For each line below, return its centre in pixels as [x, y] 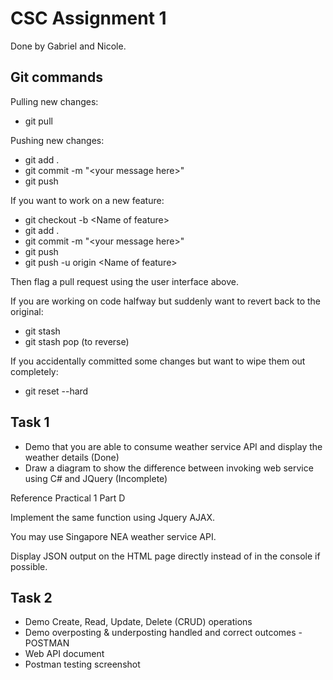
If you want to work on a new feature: [87, 200]
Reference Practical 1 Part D [68, 498]
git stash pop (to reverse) [77, 341]
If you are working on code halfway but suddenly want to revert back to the [165, 301]
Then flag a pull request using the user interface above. [125, 281]
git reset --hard [56, 391]
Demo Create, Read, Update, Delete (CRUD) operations [138, 622]
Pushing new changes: [57, 140]
